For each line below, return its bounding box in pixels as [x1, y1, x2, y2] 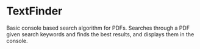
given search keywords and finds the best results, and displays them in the [6, 30, 195, 38]
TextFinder [6, 4, 63, 18]
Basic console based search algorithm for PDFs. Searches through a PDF [6, 24, 190, 31]
